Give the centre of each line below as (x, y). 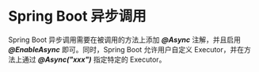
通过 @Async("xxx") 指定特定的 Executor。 (94, 59)
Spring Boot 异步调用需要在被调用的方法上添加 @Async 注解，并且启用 (125, 40)
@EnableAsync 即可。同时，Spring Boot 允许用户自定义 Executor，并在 (126, 49)
